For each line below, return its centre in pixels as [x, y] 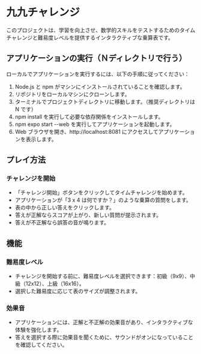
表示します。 [41, 139]
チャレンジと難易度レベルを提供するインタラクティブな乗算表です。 [90, 37]
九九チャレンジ [43, 12]
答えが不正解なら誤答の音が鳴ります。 [62, 223]
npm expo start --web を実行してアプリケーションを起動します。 [95, 124]
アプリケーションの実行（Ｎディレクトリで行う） [97, 58]
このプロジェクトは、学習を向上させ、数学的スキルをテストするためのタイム [101, 30]
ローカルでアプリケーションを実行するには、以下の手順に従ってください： [98, 74]
